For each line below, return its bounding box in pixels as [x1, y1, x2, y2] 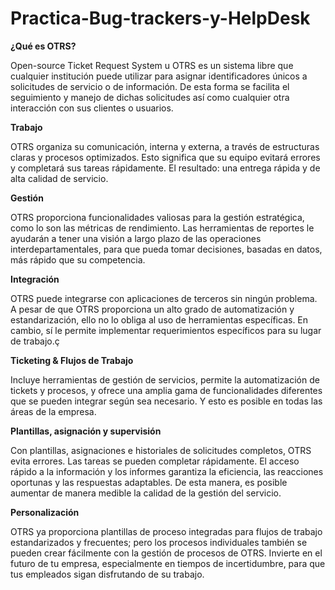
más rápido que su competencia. [10, 253, 146, 266]
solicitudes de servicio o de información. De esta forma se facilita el [10, 80, 290, 92]
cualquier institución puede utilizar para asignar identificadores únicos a [10, 70, 308, 82]
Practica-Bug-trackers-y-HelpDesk [10, 7, 311, 30]
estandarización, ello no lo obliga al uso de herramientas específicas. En [10, 313, 309, 326]
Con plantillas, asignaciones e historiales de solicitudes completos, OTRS [10, 444, 312, 456]
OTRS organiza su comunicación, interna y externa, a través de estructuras [10, 140, 320, 152]
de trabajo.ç [10, 335, 60, 347]
